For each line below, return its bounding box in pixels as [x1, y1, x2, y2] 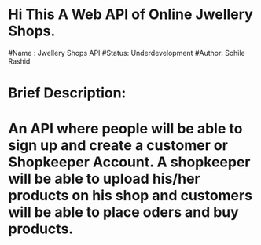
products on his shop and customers [8, 187, 253, 205]
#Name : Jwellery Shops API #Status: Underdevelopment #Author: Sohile [8, 48, 245, 57]
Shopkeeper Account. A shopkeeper [8, 153, 251, 171]
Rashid [8, 57, 31, 66]
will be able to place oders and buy [8, 203, 240, 221]
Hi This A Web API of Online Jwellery [8, 5, 253, 24]
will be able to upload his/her [8, 170, 200, 188]
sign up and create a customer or [8, 137, 228, 155]
